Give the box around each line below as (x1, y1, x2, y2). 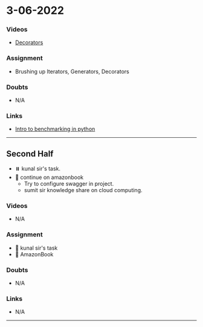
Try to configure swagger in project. (24, 180, 114, 187)
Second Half (6, 149, 54, 159)
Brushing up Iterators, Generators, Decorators (14, 68, 130, 75)
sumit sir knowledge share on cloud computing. (24, 187, 143, 194)
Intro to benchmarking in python (14, 125, 95, 133)
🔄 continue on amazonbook (14, 173, 84, 181)
